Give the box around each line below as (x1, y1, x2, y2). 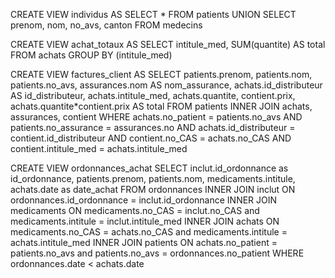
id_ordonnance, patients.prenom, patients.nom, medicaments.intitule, (10, 173, 296, 184)
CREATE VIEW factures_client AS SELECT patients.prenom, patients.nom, (10, 69, 313, 80)
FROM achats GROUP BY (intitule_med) (10, 49, 173, 61)
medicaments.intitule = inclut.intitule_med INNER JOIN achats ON (10, 215, 280, 227)
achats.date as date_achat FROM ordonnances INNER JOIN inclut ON (10, 184, 296, 195)
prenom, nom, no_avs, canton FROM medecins (10, 19, 203, 31)
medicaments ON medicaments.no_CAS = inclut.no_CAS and (10, 205, 260, 216)
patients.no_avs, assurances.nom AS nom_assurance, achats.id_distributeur (10, 79, 323, 91)
